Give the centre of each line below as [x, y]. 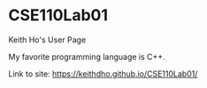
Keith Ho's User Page [47, 40]
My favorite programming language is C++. [87, 56]
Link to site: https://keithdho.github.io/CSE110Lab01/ [103, 73]
